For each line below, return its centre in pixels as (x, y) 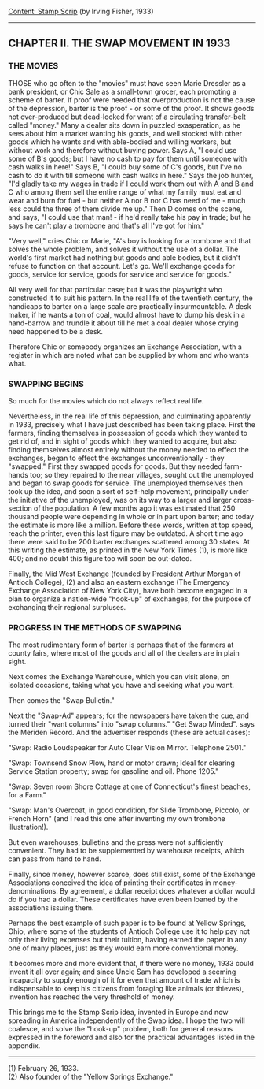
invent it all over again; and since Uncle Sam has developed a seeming (122, 972)
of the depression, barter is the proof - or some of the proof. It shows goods (131, 108)
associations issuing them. (51, 908)
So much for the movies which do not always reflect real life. (106, 400)
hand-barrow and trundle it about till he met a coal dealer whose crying (123, 323)
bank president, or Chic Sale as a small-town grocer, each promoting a (123, 91)
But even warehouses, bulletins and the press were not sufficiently (116, 842)
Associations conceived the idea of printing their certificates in (110, 883)
